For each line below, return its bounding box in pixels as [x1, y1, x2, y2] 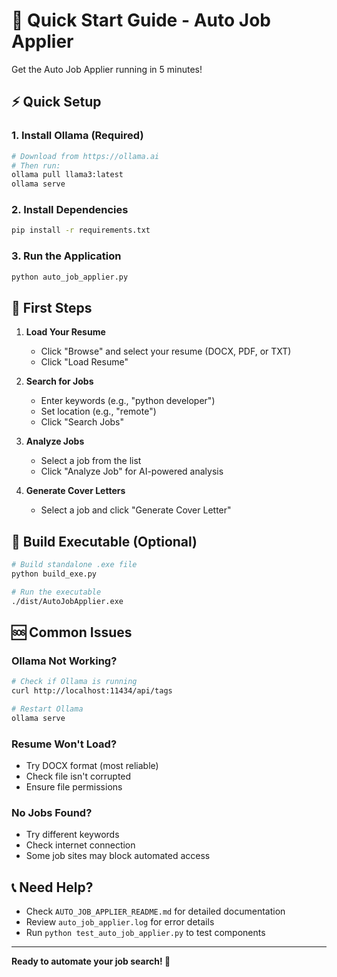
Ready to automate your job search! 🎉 [11, 955, 171, 968]
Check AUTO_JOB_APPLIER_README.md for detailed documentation [25, 905, 286, 918]
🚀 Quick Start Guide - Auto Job [11, 9, 271, 32]
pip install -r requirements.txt [11, 225, 151, 236]
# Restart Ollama [11, 704, 84, 714]
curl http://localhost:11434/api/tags [11, 686, 173, 696]
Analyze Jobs [25, 435, 85, 448]
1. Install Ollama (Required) [11, 129, 144, 143]
